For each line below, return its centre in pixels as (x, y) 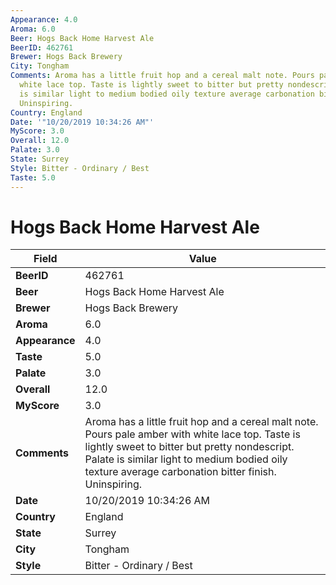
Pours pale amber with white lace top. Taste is (192, 434)
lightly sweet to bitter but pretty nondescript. (189, 447)
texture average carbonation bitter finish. (180, 472)
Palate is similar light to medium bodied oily (186, 459)
